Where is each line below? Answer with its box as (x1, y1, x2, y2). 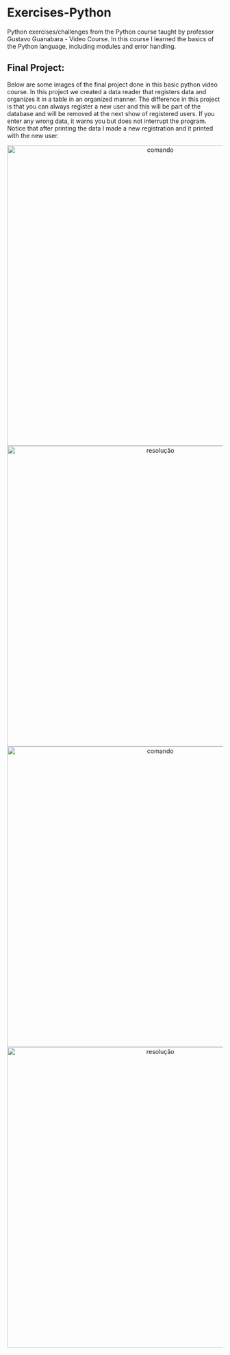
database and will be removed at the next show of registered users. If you (7, 109, 215, 117)
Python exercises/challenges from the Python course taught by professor (7, 27, 214, 36)
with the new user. (7, 131, 60, 139)
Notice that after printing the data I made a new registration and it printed (7, 124, 214, 132)
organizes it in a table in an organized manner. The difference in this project (7, 95, 220, 103)
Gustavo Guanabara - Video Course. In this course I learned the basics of (7, 34, 214, 43)
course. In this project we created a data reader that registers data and (7, 87, 207, 96)
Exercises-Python (7, 5, 112, 21)
